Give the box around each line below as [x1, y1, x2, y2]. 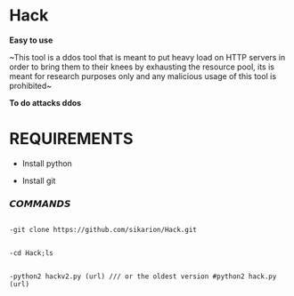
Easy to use [9, 35, 53, 45]
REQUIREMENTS [9, 129, 134, 149]
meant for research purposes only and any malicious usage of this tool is [9, 70, 277, 81]
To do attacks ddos [9, 97, 82, 108]
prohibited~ [9, 80, 53, 91]
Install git [21, 175, 56, 186]
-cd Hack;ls [9, 249, 53, 258]
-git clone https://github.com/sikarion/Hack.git [9, 226, 198, 235]
